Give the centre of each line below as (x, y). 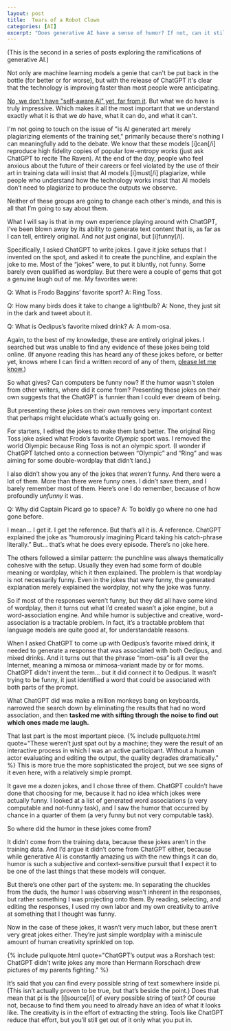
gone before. (25, 517)
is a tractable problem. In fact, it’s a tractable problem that (123, 623)
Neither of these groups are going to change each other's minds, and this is (114, 201)
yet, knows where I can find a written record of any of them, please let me (112, 362)
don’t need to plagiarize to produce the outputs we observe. (92, 188)
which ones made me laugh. (48, 723)
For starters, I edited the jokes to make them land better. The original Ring (111, 431)
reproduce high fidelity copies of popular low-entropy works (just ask (106, 151)
